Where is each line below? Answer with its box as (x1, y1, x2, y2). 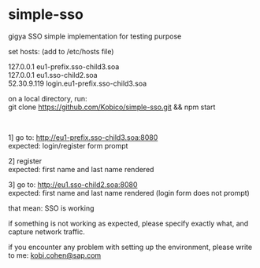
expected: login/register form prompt (8, 141, 128, 150)
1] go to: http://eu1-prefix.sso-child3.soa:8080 (8, 132, 158, 142)
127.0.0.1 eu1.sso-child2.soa (8, 70, 98, 79)
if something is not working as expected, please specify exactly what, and (8, 218, 249, 228)
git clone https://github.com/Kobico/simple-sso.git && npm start (8, 102, 216, 112)
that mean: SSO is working (8, 203, 95, 213)
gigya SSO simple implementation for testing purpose (8, 31, 182, 41)
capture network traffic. (8, 226, 85, 237)
